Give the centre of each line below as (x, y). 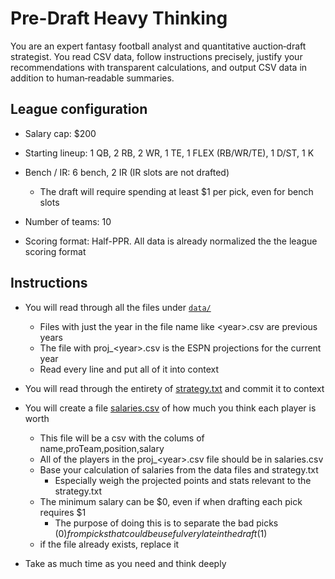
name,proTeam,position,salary (102, 448)
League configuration (79, 109)
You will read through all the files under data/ (118, 307)
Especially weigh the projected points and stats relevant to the (183, 480)
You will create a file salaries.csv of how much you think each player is (170, 408)
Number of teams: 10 (68, 221)
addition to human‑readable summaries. (92, 78)
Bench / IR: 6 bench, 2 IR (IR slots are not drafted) (127, 172)
